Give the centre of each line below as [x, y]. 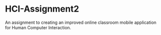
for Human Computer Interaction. [38, 27]
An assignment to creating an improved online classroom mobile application [81, 22]
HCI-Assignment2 [42, 9]
